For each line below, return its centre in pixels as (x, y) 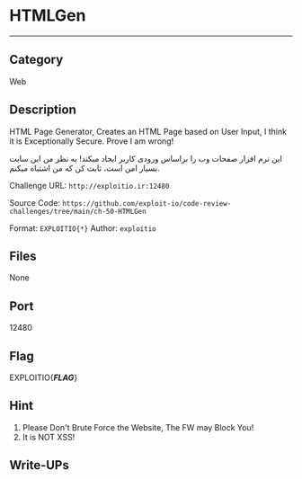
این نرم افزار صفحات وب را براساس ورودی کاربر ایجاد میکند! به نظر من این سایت (146, 158)
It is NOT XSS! (49, 437)
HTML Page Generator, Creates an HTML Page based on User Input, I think (148, 131)
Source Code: (35, 202)
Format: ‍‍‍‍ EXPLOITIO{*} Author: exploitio (83, 228)
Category (36, 60)
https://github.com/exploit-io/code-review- (147, 203)
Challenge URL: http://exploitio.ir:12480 (89, 185)
